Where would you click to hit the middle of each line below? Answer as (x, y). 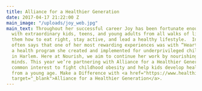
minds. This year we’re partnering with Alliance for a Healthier (96, 62)
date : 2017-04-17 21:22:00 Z (43, 17)
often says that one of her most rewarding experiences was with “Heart (105, 45)
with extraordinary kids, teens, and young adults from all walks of (100, 34)
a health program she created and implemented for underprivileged (98, 51)
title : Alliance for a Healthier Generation (63, 12)
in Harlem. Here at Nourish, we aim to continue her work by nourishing (105, 56)
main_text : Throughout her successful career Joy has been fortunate (95, 28)
